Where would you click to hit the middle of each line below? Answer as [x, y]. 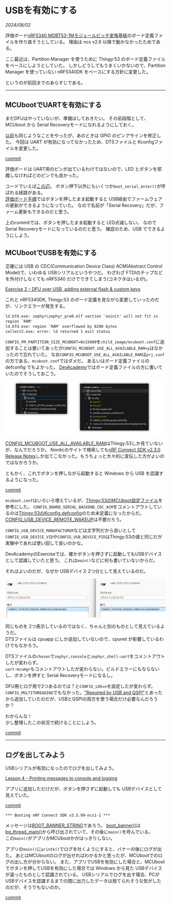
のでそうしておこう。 [36, 373]
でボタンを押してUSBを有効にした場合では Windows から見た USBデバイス [84, 868]
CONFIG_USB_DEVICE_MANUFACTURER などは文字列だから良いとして [71, 530]
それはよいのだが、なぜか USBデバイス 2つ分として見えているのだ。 [77, 571]
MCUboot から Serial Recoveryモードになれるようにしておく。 [71, 124]
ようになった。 [25, 479]
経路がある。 [32, 192]
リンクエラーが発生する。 [41, 306]
